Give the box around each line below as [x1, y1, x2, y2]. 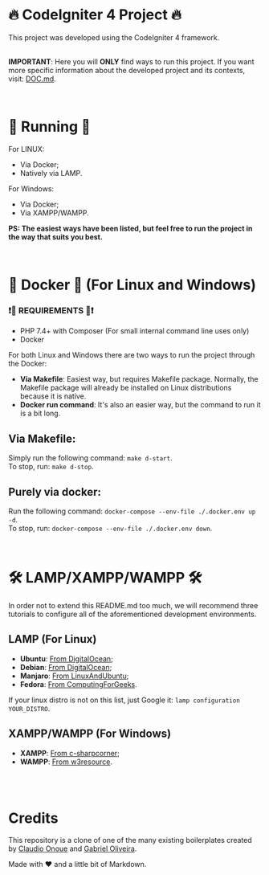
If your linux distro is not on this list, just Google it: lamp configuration [8, 695, 241, 705]
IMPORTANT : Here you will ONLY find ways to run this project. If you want [8, 56, 255, 66]
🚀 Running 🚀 [8, 118, 91, 136]
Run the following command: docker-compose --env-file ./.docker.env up [8, 506, 256, 516]
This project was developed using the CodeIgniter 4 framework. [8, 32, 220, 42]
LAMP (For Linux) [8, 632, 97, 646]
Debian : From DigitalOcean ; [19, 662, 112, 672]
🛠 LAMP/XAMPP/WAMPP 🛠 [8, 569, 202, 587]
